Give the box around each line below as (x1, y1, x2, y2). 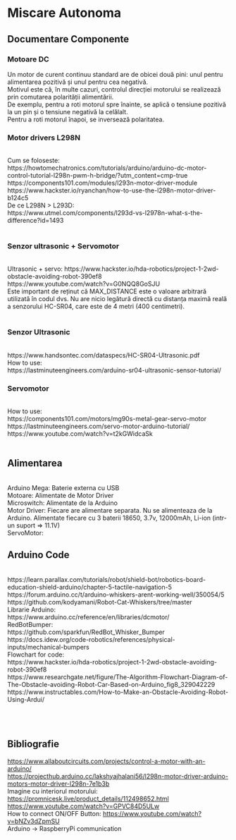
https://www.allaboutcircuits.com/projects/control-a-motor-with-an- (7, 757, 206, 765)
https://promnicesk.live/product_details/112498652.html (7, 794, 169, 803)
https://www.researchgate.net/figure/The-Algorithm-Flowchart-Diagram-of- (7, 672, 228, 681)
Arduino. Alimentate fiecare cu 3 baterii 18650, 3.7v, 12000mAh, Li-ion (7, 513, 211, 522)
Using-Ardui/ (7, 695, 45, 703)
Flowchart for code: (7, 650, 65, 659)
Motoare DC (7, 54, 49, 64)
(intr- (212, 513, 227, 522)
